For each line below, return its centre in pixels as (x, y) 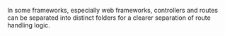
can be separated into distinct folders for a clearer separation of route (109, 18)
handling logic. (29, 25)
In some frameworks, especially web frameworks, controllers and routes (112, 10)
